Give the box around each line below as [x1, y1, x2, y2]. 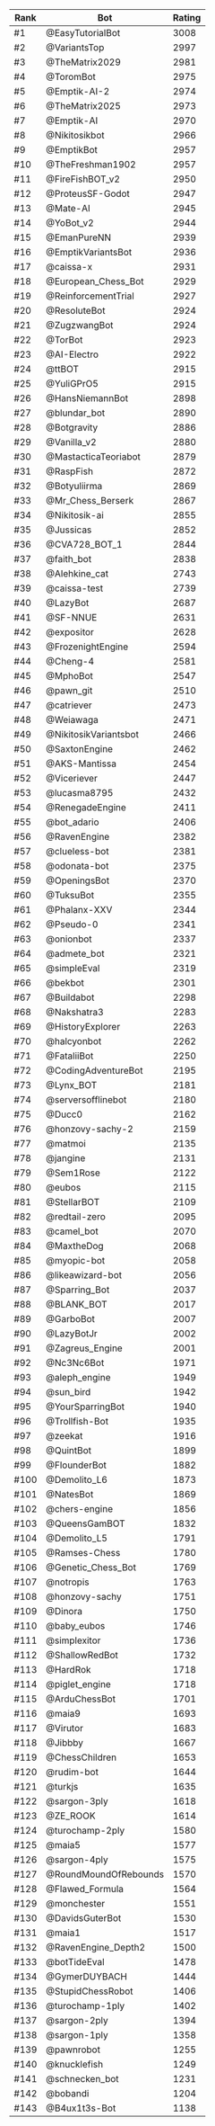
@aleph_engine [46, 1371, 111, 1383]
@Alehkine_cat [46, 567, 109, 579]
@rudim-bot [46, 1766, 99, 1778]
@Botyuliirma [46, 480, 103, 492]
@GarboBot [46, 1313, 96, 1325]
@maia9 [46, 1708, 81, 1720]
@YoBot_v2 [46, 217, 94, 228]
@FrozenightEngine [46, 640, 129, 653]
